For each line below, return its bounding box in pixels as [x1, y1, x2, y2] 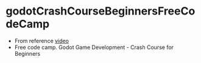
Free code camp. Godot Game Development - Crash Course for [14, 44, 174, 51]
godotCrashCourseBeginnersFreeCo [5, 4, 196, 18]
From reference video [14, 37, 69, 44]
